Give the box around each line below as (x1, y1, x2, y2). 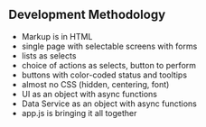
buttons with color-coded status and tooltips (21, 69, 187, 80)
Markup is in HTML (21, 31, 93, 41)
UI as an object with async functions (21, 88, 157, 99)
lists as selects (21, 50, 77, 61)
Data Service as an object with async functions (21, 98, 198, 109)
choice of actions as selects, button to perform (21, 59, 196, 70)
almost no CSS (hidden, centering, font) (21, 78, 170, 89)
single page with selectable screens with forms (21, 41, 198, 51)
